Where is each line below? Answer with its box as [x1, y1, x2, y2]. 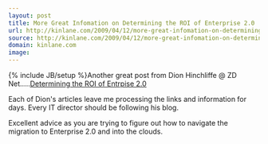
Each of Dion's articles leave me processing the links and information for [8, 95, 247, 103]
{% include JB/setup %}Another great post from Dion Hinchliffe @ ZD [8, 71, 238, 80]
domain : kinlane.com [8, 41, 77, 49]
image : [8, 49, 30, 56]
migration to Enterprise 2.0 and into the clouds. [8, 126, 164, 136]
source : [8, 33, 34, 42]
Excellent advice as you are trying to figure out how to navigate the [8, 119, 229, 127]
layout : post [8, 11, 52, 20]
